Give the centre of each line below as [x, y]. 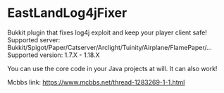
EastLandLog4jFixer [67, 13]
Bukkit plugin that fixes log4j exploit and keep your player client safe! [107, 32]
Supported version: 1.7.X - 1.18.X [54, 55]
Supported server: [34, 39]
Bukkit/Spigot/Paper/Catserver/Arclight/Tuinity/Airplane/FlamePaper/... [110, 47]
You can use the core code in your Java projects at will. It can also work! [112, 68]
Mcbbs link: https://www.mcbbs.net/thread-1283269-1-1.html [96, 82]
